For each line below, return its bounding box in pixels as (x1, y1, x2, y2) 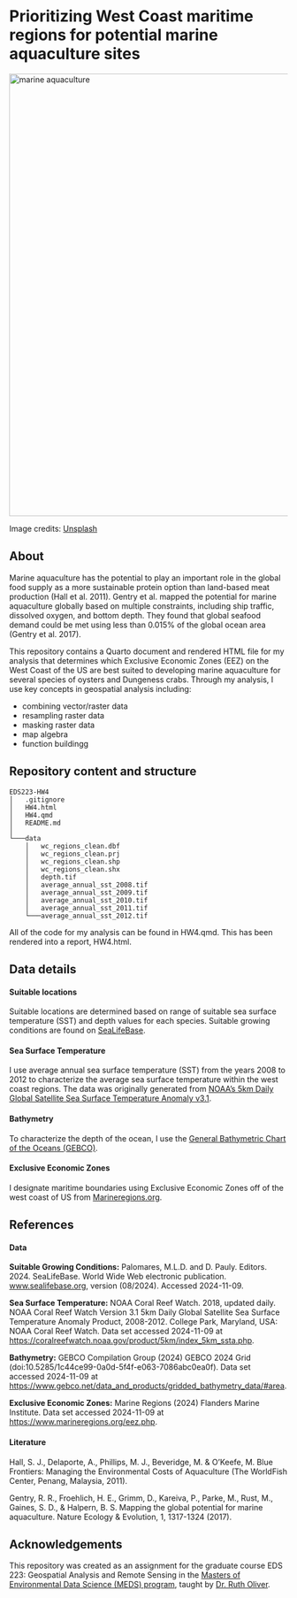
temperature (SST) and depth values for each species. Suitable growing (9, 1016, 270, 1026)
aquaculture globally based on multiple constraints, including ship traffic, (9, 600, 275, 611)
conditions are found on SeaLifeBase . (9, 1025, 146, 1036)
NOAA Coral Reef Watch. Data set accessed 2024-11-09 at (9, 1325, 224, 1337)
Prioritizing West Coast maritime (9, 6, 254, 27)
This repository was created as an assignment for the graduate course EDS (9, 1560, 283, 1571)
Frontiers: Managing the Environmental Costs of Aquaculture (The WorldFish (9, 1466, 287, 1477)
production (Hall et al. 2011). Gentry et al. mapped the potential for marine (9, 591, 277, 602)
